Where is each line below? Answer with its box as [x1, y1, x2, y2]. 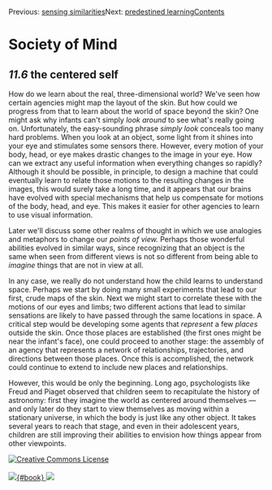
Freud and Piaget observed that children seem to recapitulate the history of [8, 387, 260, 397]
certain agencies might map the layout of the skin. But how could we [8, 98, 238, 107]
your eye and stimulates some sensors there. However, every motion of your [8, 141, 264, 150]
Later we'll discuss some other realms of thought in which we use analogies [8, 226, 262, 235]
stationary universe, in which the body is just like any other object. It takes [8, 413, 257, 422]
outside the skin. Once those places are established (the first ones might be [8, 328, 261, 337]
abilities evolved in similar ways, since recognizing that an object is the [8, 243, 245, 253]
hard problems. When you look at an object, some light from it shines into [8, 132, 253, 141]
